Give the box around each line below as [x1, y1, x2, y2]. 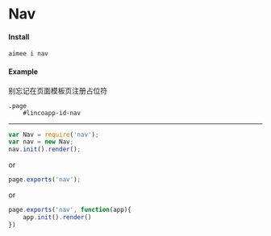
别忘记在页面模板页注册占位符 [8, 85, 107, 95]
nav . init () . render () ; [8, 146, 81, 154]
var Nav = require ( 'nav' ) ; [8, 130, 99, 139]
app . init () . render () [23, 213, 92, 222]
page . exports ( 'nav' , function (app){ [8, 206, 131, 214]
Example [8, 66, 39, 77]
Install [8, 31, 30, 41]
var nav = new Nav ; [8, 138, 74, 146]
